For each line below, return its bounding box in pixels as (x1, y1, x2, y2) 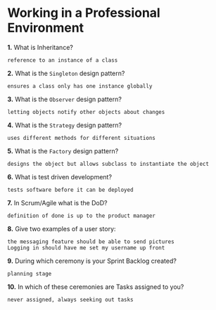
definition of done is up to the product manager (7, 212, 156, 219)
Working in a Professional (7, 5, 160, 21)
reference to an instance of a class (7, 56, 118, 64)
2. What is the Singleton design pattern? (7, 69, 125, 77)
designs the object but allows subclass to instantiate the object (7, 160, 210, 167)
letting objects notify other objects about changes (7, 108, 165, 115)
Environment (7, 20, 84, 36)
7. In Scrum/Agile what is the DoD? (7, 198, 108, 207)
